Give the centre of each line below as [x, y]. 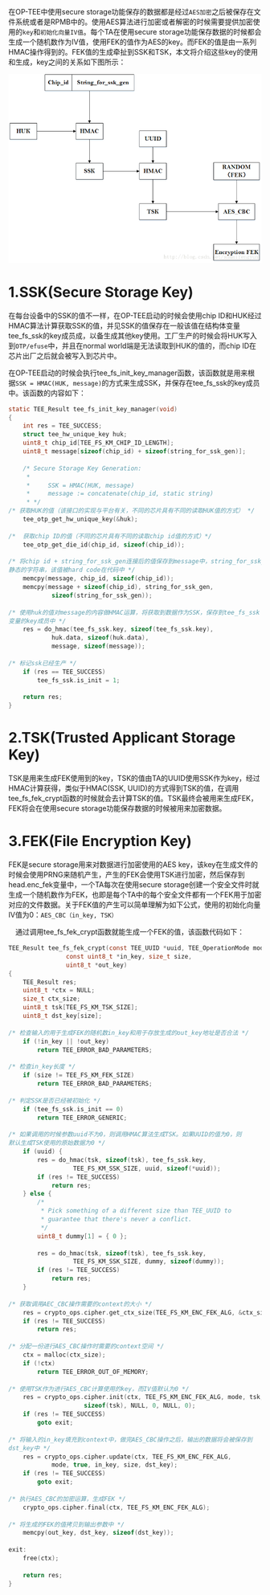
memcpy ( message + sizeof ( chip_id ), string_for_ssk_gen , [119, 587]
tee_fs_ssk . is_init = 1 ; [79, 680]
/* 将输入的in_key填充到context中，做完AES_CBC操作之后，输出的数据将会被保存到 [131, 1440]
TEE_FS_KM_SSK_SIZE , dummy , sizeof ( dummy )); [149, 1262]
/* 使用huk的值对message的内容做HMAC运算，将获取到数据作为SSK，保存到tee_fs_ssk [134, 612]
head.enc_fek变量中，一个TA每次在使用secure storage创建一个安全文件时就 [134, 885]
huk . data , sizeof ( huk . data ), [100, 638]
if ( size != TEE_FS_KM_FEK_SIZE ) [79, 1075]
